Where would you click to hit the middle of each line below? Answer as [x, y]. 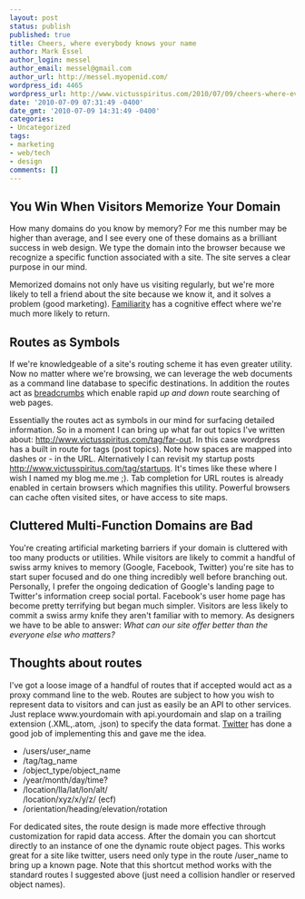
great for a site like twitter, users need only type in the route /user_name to [149, 855]
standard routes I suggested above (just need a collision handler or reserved [152, 874]
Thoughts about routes [76, 663]
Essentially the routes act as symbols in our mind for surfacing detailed [142, 420]
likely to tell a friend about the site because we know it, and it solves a [140, 294]
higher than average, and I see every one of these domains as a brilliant [143, 238]
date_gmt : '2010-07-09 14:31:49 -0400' [85, 111]
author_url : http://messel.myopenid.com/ [89, 77]
